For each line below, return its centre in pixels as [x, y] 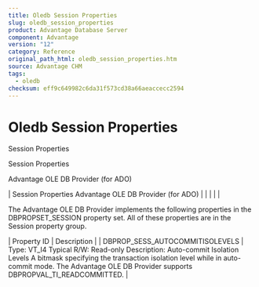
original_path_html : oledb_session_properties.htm [93, 60]
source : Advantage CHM [45, 67]
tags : [17, 74]
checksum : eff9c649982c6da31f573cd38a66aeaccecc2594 [96, 88]
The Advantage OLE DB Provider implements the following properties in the [130, 209]
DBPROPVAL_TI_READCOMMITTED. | [68, 274]
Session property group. [47, 226]
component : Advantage [44, 37]
